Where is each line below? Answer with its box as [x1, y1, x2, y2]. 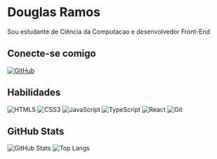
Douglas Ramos [7, 4, 100, 20]
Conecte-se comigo [7, 48, 96, 60]
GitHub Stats [7, 125, 65, 137]
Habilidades [7, 87, 61, 99]
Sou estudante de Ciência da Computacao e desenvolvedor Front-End [7, 27, 211, 36]
